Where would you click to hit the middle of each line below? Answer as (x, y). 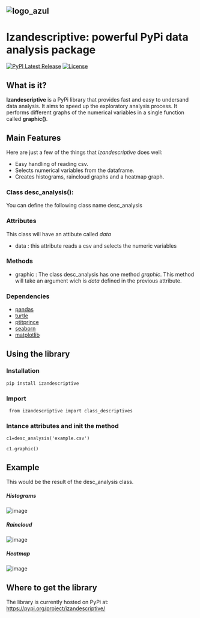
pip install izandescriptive (43, 383)
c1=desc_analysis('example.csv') (48, 439)
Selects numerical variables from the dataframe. (74, 170)
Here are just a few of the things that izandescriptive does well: (84, 152)
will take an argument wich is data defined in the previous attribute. (98, 281)
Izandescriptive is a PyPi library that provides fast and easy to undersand (98, 100)
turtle (22, 316)
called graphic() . (27, 119)
